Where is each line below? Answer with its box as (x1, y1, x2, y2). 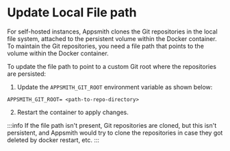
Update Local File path (7, 5, 137, 20)
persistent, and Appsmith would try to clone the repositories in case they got (7, 128, 223, 137)
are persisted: (7, 70, 47, 78)
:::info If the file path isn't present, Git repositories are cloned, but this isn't (7, 121, 217, 129)
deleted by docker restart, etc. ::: (7, 135, 100, 144)
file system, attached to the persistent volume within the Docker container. (7, 34, 217, 42)
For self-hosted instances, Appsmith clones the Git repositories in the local (7, 27, 218, 36)
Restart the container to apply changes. (16, 108, 129, 116)
